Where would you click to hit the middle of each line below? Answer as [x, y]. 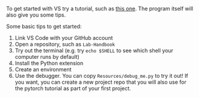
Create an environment [43, 69]
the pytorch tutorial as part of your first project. [73, 88]
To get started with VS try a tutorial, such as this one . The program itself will [99, 9]
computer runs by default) [47, 57]
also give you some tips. [36, 15]
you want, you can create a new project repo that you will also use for [101, 82]
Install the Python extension [49, 63]
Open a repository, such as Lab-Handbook [65, 44]
